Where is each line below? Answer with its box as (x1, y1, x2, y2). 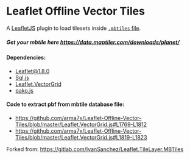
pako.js (15, 87, 33, 94)
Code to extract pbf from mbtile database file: (6, 101, 125, 108)
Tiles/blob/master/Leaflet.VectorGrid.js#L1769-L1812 (15, 121, 147, 128)
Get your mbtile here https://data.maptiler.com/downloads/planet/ (6, 38, 180, 46)
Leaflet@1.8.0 (15, 67, 50, 74)
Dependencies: (6, 54, 46, 61)
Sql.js (15, 74, 29, 81)
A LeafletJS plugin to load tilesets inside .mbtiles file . (6, 24, 141, 32)
